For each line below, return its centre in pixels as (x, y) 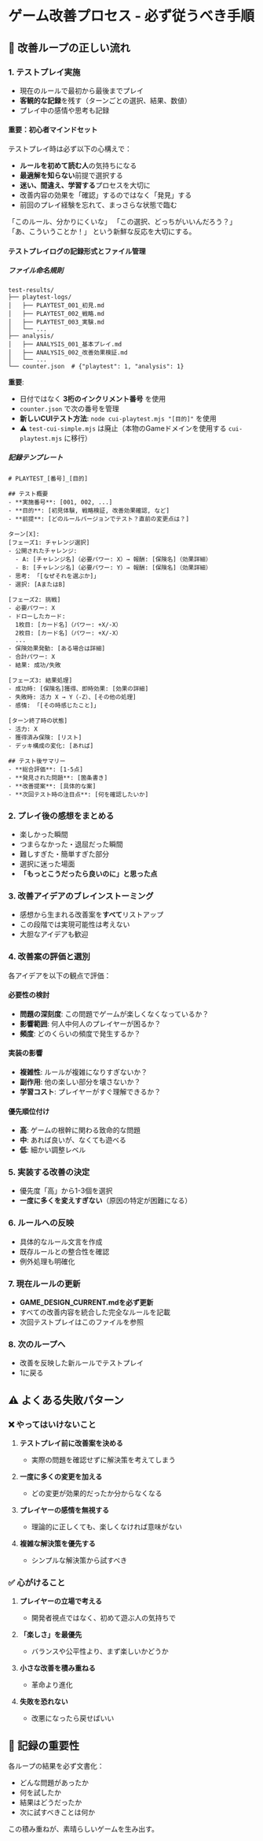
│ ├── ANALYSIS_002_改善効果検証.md (68, 352)
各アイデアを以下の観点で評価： (60, 975)
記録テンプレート (36, 457)
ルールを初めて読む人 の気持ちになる (78, 165)
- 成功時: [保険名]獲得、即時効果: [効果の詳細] (79, 689)
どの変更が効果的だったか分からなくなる (97, 1493)
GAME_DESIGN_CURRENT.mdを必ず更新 (86, 1302)
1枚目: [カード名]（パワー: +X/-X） (69, 624)
